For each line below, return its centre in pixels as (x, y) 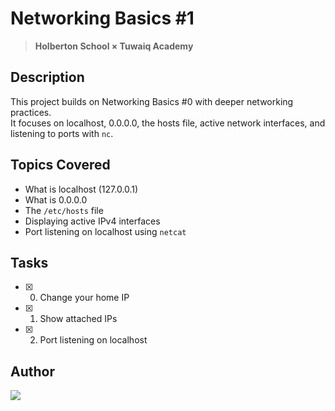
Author (32, 371)
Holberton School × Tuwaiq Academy (114, 46)
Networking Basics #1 (102, 18)
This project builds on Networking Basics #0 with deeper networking (152, 101)
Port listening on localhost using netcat (105, 231)
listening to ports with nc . (62, 133)
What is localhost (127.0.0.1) (81, 189)
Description (47, 77)
